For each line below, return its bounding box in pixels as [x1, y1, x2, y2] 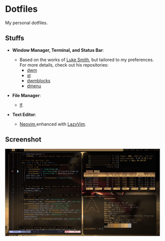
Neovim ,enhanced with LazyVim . [19, 121, 86, 127]
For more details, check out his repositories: [19, 62, 109, 68]
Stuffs [5, 34, 25, 42]
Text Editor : [12, 111, 37, 117]
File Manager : [12, 92, 41, 98]
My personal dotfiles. [5, 20, 48, 26]
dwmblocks [27, 77, 51, 83]
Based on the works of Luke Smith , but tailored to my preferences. [19, 57, 154, 63]
